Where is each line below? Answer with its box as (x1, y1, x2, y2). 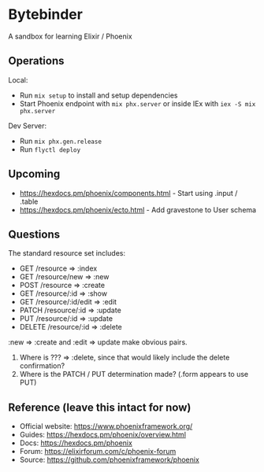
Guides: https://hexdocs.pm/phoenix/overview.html (19, 430, 187, 440)
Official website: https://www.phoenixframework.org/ (19, 422, 193, 431)
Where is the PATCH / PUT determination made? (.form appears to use (19, 370, 249, 379)
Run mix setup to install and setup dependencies (19, 90, 178, 100)
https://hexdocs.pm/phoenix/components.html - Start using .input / (19, 188, 238, 197)
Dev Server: (8, 120, 47, 131)
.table (19, 197, 39, 206)
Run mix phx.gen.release (19, 136, 102, 146)
